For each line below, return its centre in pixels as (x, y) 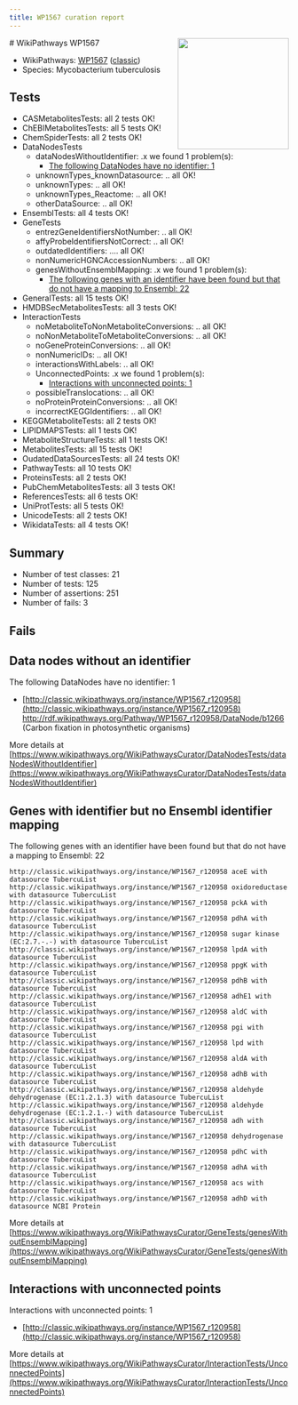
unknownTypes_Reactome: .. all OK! (101, 194)
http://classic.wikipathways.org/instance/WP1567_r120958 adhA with (138, 1168)
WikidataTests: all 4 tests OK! (75, 525)
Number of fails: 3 (55, 603)
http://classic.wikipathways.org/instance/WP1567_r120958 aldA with (138, 1059)
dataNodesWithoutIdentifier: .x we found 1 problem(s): (134, 157)
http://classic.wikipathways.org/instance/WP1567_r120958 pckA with (138, 903)
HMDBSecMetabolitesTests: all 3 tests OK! (99, 308)
